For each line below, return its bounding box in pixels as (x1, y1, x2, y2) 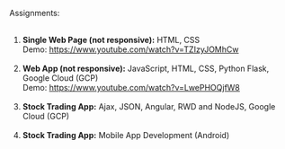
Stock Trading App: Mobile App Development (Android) (22, 130, 230, 140)
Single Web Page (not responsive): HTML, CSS (22, 35, 200, 45)
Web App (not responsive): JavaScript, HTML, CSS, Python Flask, (22, 63, 270, 74)
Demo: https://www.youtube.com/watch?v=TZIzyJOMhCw (22, 44, 239, 55)
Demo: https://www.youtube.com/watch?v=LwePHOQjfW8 (22, 83, 241, 92)
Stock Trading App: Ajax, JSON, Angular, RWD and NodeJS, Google (22, 101, 276, 111)
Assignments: (9, 8, 60, 18)
